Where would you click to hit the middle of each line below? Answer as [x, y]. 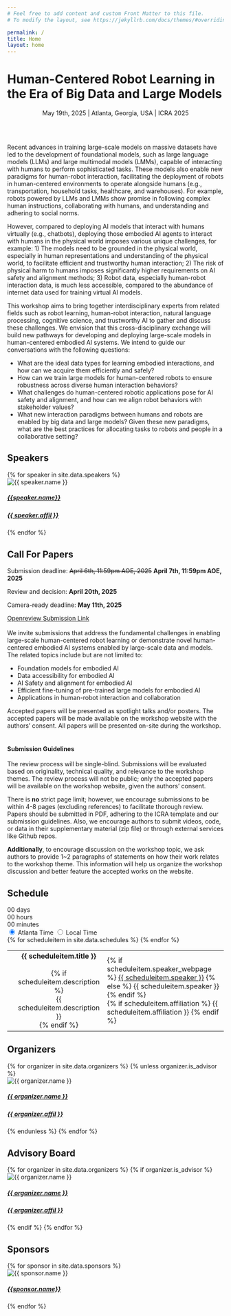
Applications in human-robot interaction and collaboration [99, 698]
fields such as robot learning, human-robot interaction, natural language [109, 313]
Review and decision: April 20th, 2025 [62, 592]
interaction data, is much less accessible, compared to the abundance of [110, 285]
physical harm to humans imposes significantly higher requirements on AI [111, 270]
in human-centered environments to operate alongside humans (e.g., [105, 184]
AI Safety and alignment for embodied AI [75, 683]
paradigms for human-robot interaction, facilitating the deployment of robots [115, 177]
